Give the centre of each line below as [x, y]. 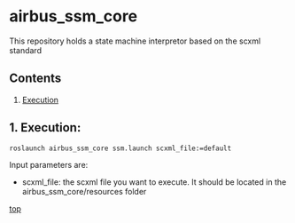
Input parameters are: [49, 164]
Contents [35, 79]
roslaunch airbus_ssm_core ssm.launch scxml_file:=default [120, 148]
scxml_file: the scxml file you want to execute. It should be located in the [154, 182]
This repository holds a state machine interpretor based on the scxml [135, 41]
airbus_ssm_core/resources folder [84, 191]
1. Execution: [45, 127]
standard [26, 50]
